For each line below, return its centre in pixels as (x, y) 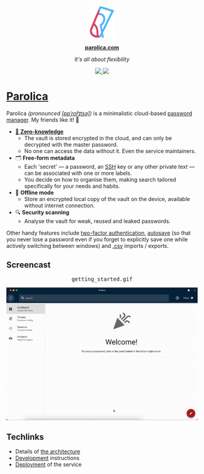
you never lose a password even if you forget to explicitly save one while (97, 239)
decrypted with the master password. (71, 144)
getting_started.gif (102, 279)
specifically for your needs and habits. (72, 186)
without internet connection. (59, 205)
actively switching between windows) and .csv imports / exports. (87, 246)
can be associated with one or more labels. (78, 173)
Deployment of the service (48, 465)
